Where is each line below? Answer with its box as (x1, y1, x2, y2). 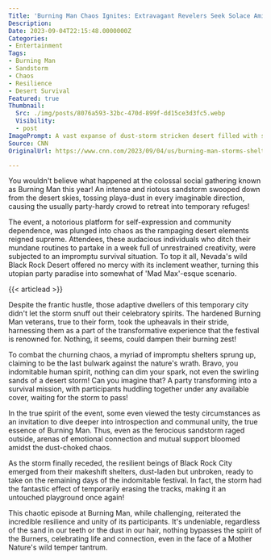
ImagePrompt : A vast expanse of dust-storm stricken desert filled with (8, 132, 258, 140)
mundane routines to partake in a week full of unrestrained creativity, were (8, 243, 256, 253)
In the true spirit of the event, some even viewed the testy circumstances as (8, 408, 261, 418)
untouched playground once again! (8, 493, 125, 503)
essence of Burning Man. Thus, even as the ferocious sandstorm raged (8, 425, 245, 436)
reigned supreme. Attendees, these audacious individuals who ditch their (8, 235, 252, 244)
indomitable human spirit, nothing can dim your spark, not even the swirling (8, 367, 260, 377)
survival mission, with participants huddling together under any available (8, 384, 249, 394)
